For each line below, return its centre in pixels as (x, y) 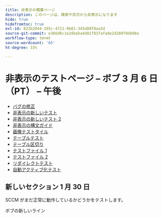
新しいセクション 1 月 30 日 (48, 187)
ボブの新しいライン (25, 211)
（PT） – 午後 (33, 91)
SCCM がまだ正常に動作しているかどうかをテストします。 (66, 200)
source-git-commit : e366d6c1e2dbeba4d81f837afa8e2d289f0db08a (72, 33)
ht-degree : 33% (21, 48)
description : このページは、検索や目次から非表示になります (62, 15)
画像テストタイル (30, 132)
